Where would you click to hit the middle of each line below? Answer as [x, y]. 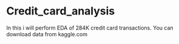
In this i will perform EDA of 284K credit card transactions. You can [90, 28]
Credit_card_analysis [61, 11]
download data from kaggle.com [47, 34]
